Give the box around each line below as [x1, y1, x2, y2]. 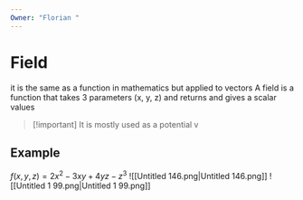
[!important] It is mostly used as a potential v [32, 119, 199, 129]
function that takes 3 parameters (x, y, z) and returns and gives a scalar [10, 91, 277, 102]
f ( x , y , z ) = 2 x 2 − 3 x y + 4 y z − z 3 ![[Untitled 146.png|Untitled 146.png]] [10, 169, 268, 182]
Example [10, 145, 61, 160]
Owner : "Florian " [10, 13, 80, 23]
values [10, 101, 35, 112]
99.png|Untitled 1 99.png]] [52, 180, 151, 191]
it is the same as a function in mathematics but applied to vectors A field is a [10, 82, 295, 93]
